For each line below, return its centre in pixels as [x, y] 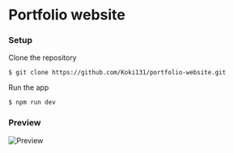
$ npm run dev [32, 103]
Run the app [29, 87]
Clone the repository [43, 57]
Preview [25, 123]
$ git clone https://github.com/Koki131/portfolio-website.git [117, 73]
